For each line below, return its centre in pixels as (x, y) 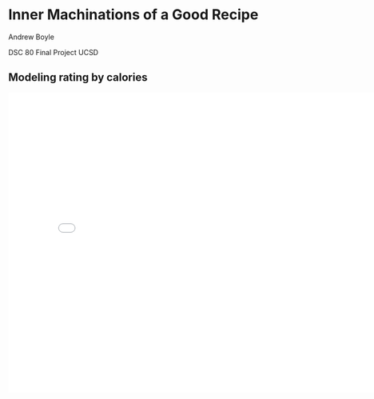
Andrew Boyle (31, 37)
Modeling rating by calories (78, 78)
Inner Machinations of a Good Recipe (133, 15)
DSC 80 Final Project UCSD (53, 52)
